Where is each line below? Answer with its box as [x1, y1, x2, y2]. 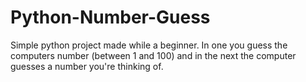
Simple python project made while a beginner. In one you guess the [10, 39, 288, 51]
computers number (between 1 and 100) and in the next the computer [10, 49, 297, 61]
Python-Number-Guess [10, 6, 211, 29]
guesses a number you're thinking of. [10, 60, 164, 72]
